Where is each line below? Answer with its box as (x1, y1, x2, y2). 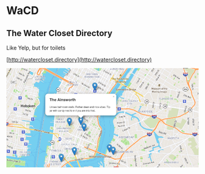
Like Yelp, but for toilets (6, 44, 66, 51)
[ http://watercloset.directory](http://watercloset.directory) (6, 56, 153, 63)
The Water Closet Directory (6, 28, 113, 38)
